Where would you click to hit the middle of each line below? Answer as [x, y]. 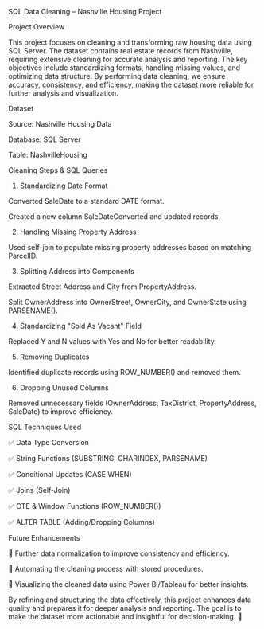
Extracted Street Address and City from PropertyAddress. [103, 287]
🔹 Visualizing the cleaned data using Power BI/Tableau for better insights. [128, 584]
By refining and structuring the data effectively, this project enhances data [130, 600]
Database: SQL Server [45, 139]
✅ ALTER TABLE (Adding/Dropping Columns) [82, 522]
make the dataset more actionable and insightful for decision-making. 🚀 [125, 617]
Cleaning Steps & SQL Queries [58, 170]
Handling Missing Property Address [78, 232]
